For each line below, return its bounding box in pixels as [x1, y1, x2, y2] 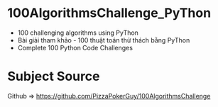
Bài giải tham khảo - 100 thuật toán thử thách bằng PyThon [17, 35, 190, 44]
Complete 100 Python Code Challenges [17, 43, 133, 52]
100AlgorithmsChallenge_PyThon [7, 5, 212, 21]
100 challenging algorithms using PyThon [17, 28, 138, 37]
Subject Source [7, 69, 100, 84]
